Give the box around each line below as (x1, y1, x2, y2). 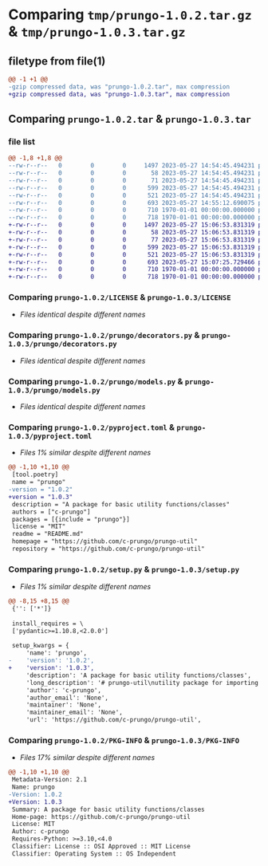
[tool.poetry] (11, 470, 59, 479)
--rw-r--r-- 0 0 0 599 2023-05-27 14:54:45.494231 (8, 183, 255, 192)
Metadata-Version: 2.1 (11, 776, 88, 784)
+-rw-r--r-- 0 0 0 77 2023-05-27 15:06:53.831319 (8, 235, 255, 244)
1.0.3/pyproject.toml (8, 432, 93, 440)
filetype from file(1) (8, 54, 106, 68)
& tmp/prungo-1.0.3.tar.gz (8, 22, 186, 41)
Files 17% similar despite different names (19, 753, 156, 762)
